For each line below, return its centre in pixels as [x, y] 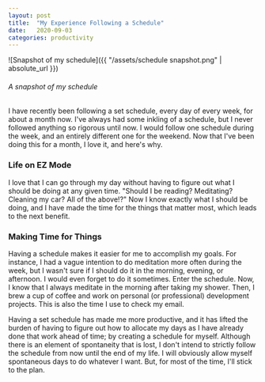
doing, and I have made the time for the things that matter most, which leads [132, 207]
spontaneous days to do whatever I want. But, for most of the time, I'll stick [130, 361]
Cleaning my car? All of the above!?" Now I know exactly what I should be [128, 199]
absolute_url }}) [34, 69]
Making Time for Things [55, 236]
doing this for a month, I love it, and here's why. [85, 145]
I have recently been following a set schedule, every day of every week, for [131, 111]
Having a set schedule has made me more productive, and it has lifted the [128, 320]
